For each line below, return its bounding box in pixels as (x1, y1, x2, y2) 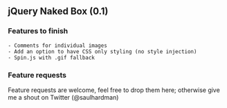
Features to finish (8, 26, 69, 36)
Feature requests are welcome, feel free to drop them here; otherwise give (8, 86, 220, 94)
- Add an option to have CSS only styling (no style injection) (8, 48, 197, 55)
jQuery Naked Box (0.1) (8, 6, 109, 17)
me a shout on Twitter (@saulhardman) (8, 93, 119, 101)
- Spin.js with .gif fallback (8, 54, 96, 61)
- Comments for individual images (8, 42, 108, 49)
